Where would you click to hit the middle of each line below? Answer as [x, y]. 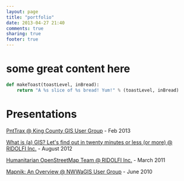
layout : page [22, 12]
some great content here [68, 69]
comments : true [25, 28]
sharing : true [24, 34]
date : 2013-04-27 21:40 [36, 23]
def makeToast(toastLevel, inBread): [53, 85]
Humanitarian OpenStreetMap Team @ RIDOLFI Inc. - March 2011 [86, 160]
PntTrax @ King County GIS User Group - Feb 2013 [68, 130]
